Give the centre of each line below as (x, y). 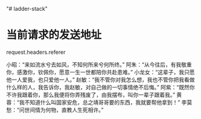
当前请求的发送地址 (54, 35)
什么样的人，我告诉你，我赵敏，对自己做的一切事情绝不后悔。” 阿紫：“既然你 (101, 87)
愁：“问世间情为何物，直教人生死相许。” (55, 110)
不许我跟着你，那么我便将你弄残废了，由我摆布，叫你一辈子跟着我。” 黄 (94, 95)
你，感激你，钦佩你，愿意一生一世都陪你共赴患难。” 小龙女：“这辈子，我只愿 (101, 72)
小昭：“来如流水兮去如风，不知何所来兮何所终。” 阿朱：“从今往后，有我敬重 (99, 64)
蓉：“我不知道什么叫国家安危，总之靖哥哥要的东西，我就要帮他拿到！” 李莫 (99, 102)
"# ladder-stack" (27, 9)
